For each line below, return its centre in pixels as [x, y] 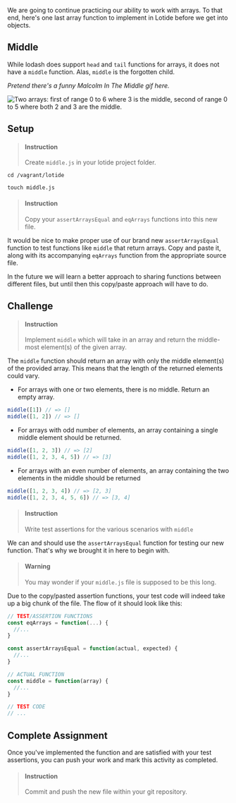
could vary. [24, 376]
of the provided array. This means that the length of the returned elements [115, 368]
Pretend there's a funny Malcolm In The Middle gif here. [89, 85]
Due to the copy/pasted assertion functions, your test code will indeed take [116, 596]
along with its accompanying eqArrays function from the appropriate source [117, 255]
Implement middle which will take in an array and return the [110, 340]
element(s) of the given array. [84, 347]
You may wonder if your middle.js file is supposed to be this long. [120, 582]
